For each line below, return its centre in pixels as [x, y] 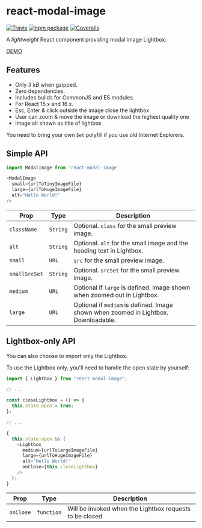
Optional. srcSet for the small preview [127, 270]
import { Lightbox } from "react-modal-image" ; [67, 379]
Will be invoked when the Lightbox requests [129, 509]
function [49, 512]
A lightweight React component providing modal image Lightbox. [86, 39]
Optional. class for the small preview [125, 225]
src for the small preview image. [119, 260]
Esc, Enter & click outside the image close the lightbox [82, 110]
